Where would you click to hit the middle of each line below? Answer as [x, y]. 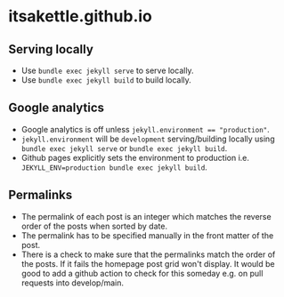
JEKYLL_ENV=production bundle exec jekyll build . [114, 167]
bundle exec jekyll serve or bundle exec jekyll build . [124, 148]
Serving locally [51, 49]
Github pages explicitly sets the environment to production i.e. [135, 157]
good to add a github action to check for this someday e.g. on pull [142, 273]
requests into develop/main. [73, 283]
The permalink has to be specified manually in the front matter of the [147, 235]
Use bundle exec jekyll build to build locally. [106, 80]
